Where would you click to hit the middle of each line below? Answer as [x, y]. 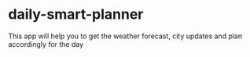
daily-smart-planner [76, 14]
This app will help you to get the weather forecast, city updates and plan [125, 36]
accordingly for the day [46, 44]
